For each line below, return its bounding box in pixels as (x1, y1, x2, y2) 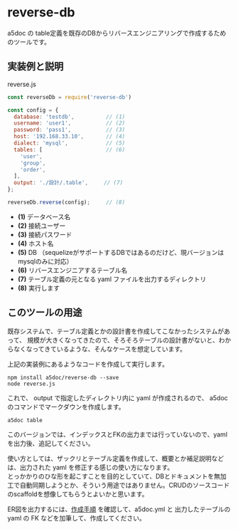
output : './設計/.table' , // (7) (13, 179, 124, 187)
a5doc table (7, 417, 43, 424)
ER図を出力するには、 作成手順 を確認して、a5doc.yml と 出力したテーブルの (7, 505, 231, 513)
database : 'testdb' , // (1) (13, 113, 126, 120)
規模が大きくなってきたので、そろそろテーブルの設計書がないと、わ (27, 335, 225, 344)
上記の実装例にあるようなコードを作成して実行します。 (7, 360, 169, 368)
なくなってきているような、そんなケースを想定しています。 (13, 345, 187, 353)
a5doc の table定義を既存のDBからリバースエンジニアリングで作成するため (7, 28, 227, 37)
